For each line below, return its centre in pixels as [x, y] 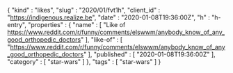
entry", [17, 25]
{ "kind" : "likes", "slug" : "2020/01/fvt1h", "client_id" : [84, 10]
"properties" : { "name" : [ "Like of [77, 25]
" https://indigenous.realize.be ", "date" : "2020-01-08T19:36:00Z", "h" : [109, 17]
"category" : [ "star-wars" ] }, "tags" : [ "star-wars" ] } [84, 62]
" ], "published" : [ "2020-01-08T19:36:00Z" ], [149, 54]
